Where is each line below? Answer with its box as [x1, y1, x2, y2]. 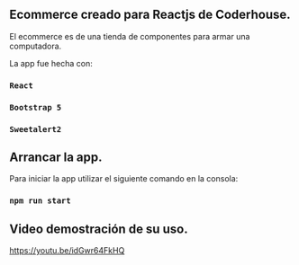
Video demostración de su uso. [9, 221, 188, 236]
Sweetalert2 [9, 124, 62, 134]
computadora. [9, 40, 62, 51]
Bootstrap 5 [9, 102, 62, 112]
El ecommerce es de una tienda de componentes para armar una [9, 31, 250, 41]
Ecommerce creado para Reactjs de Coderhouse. [9, 7, 291, 22]
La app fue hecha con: [9, 57, 93, 68]
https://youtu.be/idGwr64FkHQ [9, 245, 125, 256]
